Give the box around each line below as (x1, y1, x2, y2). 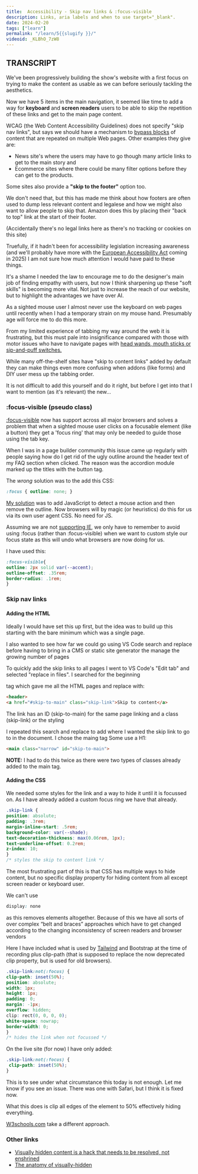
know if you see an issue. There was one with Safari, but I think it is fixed (6, 1084, 184, 1092)
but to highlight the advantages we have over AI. (6, 292, 124, 299)
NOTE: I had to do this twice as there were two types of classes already (6, 757, 181, 764)
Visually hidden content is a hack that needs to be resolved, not (14, 1149, 170, 1156)
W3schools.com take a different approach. (6, 1120, 111, 1127)
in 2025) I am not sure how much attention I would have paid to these (6, 255, 175, 262)
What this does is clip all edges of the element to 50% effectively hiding (6, 1102, 181, 1109)
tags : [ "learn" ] (6, 25, 46, 31)
